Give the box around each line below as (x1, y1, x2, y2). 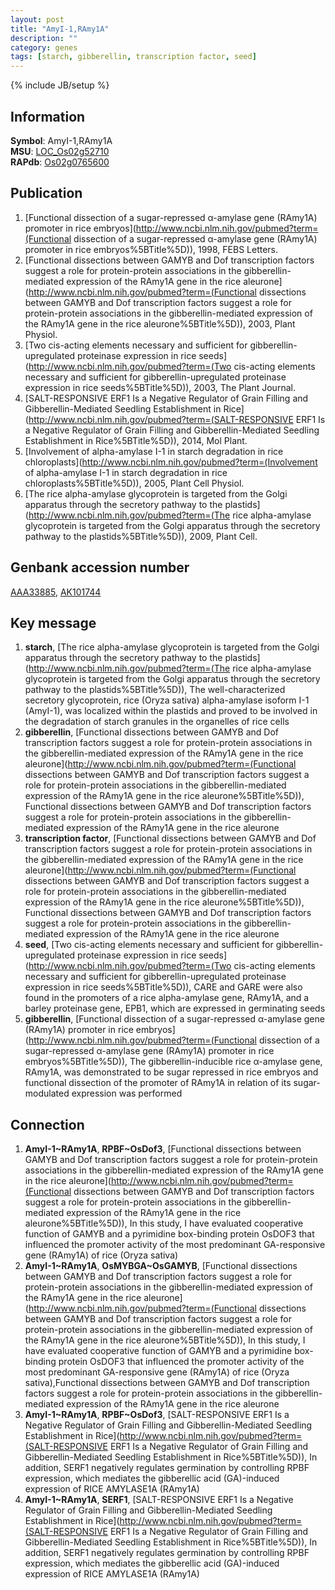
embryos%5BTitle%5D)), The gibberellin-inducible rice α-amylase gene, (24, 1056, 323, 1068)
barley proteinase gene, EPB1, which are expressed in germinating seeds (24, 1002, 326, 1015)
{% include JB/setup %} (10, 79, 110, 91)
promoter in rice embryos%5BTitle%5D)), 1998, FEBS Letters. (24, 243, 279, 255)
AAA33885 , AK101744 (10, 586, 102, 598)
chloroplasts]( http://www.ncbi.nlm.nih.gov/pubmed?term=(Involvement (24, 456, 318, 468)
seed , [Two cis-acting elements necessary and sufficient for (24, 939, 274, 951)
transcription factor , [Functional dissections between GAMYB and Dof (24, 832, 317, 845)
